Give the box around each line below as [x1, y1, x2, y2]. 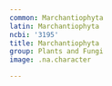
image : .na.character [9, 55, 92, 64]
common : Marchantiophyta [9, 13, 104, 23]
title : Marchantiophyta [9, 38, 100, 48]
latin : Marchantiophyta [9, 22, 100, 31]
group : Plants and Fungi [9, 47, 104, 56]
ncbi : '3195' [9, 30, 59, 39]
